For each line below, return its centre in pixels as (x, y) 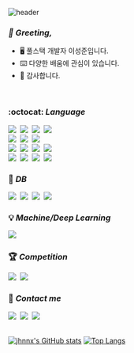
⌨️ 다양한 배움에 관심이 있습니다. (69, 63)
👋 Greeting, (30, 32)
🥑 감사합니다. (40, 76)
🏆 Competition (38, 257)
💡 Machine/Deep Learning (60, 218)
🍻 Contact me (35, 298)
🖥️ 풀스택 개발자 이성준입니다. (64, 51)
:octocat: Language (47, 112)
